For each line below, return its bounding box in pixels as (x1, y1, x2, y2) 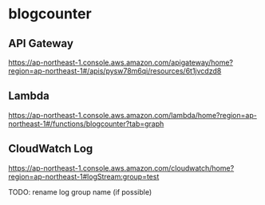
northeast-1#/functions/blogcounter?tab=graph (8, 119, 164, 128)
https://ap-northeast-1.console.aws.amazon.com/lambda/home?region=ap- (8, 110, 257, 120)
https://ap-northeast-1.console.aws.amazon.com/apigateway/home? (8, 57, 234, 67)
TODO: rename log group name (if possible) (8, 187, 152, 196)
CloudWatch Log (8, 142, 93, 156)
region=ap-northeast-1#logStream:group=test (8, 171, 160, 181)
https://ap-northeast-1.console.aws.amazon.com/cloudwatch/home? (8, 163, 235, 172)
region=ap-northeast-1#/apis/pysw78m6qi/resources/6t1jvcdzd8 (8, 66, 222, 76)
